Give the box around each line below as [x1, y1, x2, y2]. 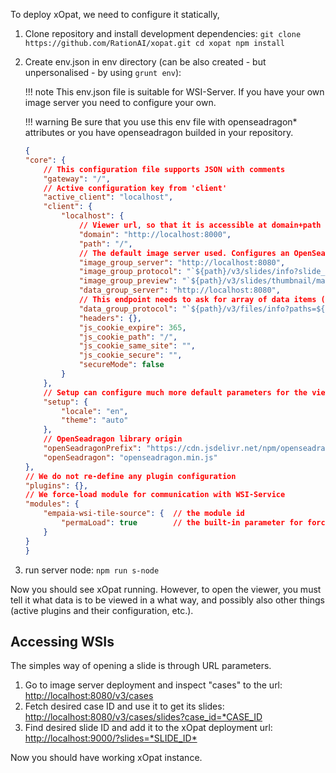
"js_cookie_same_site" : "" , [78, 341, 196, 351]
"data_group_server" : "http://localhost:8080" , [78, 285, 281, 296]
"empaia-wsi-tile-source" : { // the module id [43, 509, 245, 519]
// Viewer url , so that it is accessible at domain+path [78, 220, 322, 230]
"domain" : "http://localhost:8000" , [78, 229, 232, 239]
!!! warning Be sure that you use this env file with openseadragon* [24, 116, 298, 128]
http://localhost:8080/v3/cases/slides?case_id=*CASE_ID [24, 711, 263, 723]
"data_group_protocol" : [78, 304, 178, 314]
